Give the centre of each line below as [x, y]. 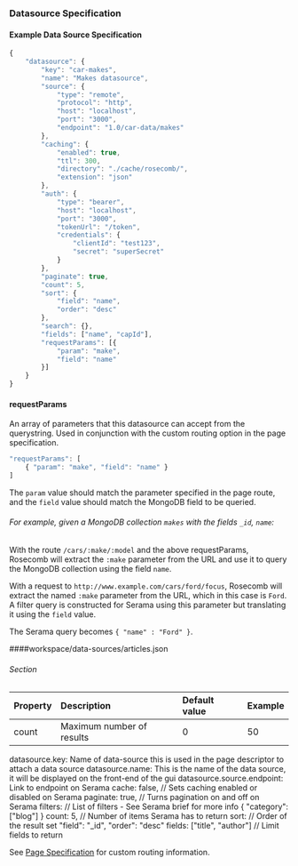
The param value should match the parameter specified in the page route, [142, 493]
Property [33, 706]
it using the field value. [52, 614]
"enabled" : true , [89, 152]
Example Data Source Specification [75, 35]
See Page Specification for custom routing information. [110, 853]
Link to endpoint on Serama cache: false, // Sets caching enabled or [133, 788]
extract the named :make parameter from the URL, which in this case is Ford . [148, 596]
